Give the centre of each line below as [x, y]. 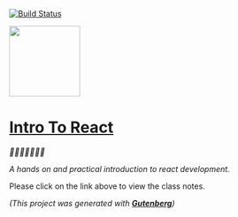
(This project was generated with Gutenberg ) [92, 203]
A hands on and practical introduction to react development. [119, 168]
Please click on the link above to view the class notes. [107, 186]
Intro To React [61, 127]
